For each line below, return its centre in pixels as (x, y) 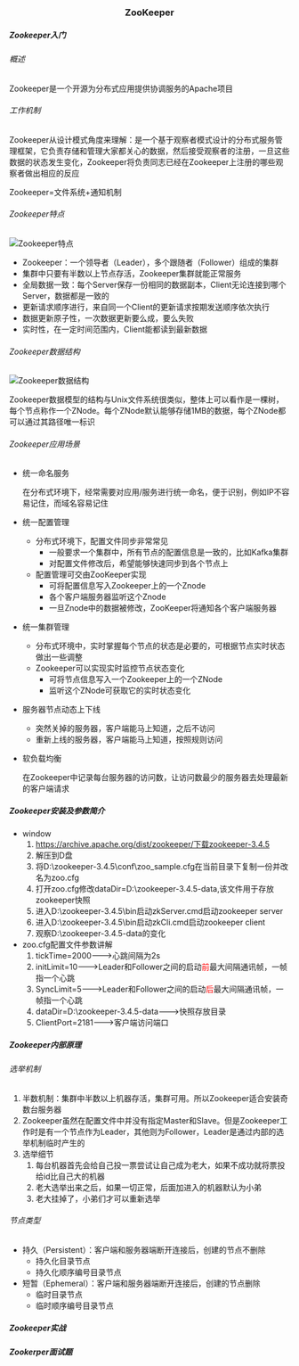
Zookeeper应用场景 (45, 444)
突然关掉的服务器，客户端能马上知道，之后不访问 (125, 728)
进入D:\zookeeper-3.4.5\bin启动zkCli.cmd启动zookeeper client (150, 922)
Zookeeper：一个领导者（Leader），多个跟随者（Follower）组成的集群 (150, 262)
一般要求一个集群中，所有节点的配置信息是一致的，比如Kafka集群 (169, 552)
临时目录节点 (59, 1295)
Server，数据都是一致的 (65, 295)
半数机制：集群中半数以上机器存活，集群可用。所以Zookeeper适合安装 (151, 1098)
